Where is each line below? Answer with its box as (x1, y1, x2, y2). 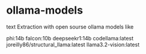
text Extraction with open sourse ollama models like (6, 23, 134, 30)
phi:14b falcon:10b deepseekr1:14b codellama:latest (6, 34, 134, 42)
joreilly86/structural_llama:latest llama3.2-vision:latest (6, 41, 140, 48)
